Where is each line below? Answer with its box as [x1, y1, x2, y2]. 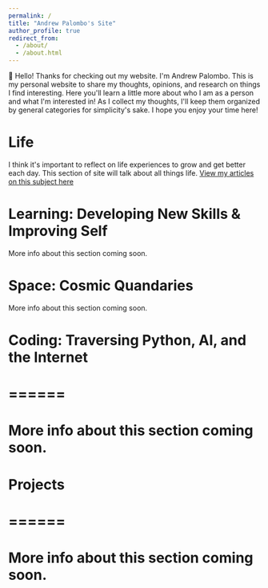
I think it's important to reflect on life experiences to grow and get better [8, 160, 246, 169]
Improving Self [8, 222, 108, 241]
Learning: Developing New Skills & [8, 205, 242, 223]
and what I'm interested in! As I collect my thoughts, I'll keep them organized [8, 97, 261, 106]
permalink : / [8, 11, 52, 20]
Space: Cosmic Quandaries [8, 277, 194, 295]
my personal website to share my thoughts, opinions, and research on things [8, 79, 261, 89]
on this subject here [8, 176, 74, 186]
